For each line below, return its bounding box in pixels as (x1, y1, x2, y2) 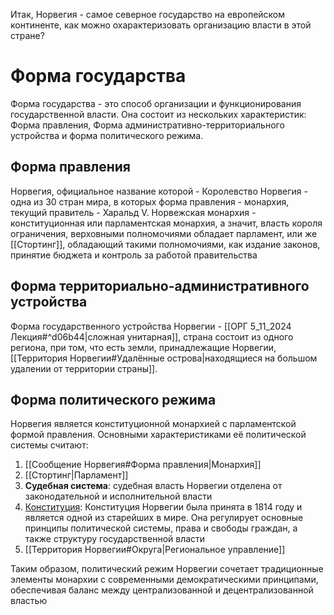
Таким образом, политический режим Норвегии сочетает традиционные (10, 563, 324, 575)
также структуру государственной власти (24, 533, 206, 545)
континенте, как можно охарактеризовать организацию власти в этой (10, 19, 312, 31)
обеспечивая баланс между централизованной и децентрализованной (10, 584, 314, 596)
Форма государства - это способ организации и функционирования (10, 97, 302, 109)
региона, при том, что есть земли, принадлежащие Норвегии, (10, 341, 277, 353)
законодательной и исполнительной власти (24, 490, 213, 503)
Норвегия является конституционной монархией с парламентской (10, 418, 297, 430)
